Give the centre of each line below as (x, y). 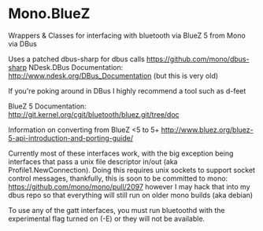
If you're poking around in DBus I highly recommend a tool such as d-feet (127, 90)
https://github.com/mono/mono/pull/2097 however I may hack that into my (129, 186)
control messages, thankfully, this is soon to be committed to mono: (118, 178)
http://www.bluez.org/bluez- (207, 130)
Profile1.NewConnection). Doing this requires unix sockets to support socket (132, 170)
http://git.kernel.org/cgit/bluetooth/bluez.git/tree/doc (94, 114)
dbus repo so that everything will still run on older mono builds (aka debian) (131, 195)
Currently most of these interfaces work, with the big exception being (121, 153)
